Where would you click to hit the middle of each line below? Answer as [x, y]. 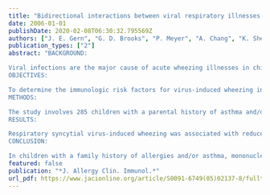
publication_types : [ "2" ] [51, 46]
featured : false [35, 164]
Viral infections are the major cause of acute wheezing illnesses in [129, 68]
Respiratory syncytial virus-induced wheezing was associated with [124, 134]
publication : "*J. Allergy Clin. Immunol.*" [84, 171]
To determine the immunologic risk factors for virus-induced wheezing [131, 89]
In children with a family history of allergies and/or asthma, [118, 156]
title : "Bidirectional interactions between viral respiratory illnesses [135, 16]
